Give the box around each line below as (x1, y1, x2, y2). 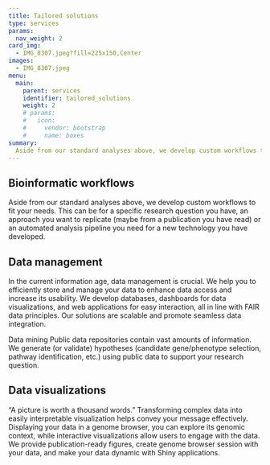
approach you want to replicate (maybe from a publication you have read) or (8, 215, 261, 224)
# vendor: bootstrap (22, 124, 106, 132)
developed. (8, 232, 46, 241)
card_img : (8, 42, 42, 50)
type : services (8, 19, 59, 27)
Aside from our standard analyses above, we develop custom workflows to (8, 198, 256, 208)
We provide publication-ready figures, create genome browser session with (8, 439, 259, 449)
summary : (8, 138, 38, 147)
